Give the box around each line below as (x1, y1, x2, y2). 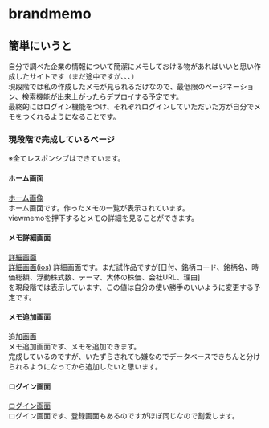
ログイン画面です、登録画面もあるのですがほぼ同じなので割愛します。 (8, 411, 239, 421)
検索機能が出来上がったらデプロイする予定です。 (22, 92, 183, 101)
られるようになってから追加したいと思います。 (8, 361, 162, 371)
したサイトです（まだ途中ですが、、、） (14, 71, 139, 81)
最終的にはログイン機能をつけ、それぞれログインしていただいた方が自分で (8, 102, 255, 111)
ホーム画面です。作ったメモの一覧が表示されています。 (8, 202, 190, 213)
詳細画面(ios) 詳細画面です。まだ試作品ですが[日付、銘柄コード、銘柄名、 (8, 262, 252, 271)
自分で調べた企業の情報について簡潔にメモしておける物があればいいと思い (8, 62, 255, 71)
